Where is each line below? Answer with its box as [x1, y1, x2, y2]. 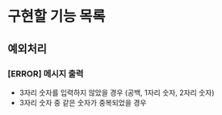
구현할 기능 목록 [7, 7, 106, 26]
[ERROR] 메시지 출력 [7, 68, 84, 79]
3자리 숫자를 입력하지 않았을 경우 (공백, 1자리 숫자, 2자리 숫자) [19, 88, 215, 97]
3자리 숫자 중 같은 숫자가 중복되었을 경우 [19, 97, 147, 107]
